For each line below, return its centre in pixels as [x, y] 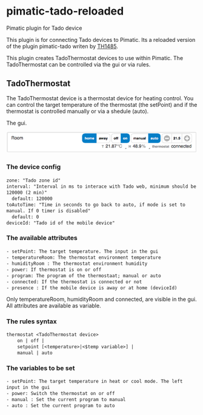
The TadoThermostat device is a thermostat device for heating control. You [100, 98]
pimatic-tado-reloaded [65, 11]
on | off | [31, 341]
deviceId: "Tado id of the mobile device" [61, 223]
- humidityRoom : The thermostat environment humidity [77, 263]
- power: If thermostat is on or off [54, 269]
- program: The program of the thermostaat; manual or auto [84, 276]
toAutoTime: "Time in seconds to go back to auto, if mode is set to [96, 205]
